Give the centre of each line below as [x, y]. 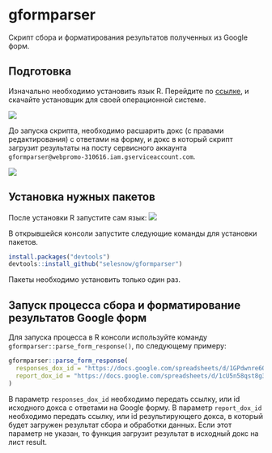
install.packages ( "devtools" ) [59, 257]
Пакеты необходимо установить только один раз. [94, 280]
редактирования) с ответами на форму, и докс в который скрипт [121, 139]
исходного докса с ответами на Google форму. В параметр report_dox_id [135, 408]
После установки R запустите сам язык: [78, 217]
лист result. [28, 442]
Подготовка [40, 72]
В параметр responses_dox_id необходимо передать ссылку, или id [124, 399]
